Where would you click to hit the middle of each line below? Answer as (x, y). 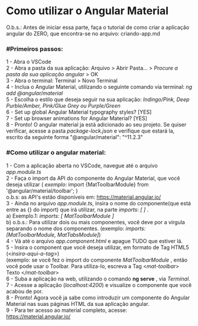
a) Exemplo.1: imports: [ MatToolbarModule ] (60, 216)
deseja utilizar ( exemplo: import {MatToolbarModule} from (77, 184)
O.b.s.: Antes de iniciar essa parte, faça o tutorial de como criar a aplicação (98, 27)
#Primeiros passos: (35, 49)
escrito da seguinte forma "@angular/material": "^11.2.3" (75, 137)
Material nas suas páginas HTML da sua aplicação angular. (78, 304)
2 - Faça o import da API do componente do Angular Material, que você (93, 178)
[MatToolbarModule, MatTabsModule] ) (53, 234)
